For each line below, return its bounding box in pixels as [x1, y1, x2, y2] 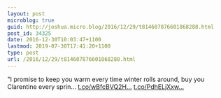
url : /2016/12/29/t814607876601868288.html [7, 56, 136, 63]
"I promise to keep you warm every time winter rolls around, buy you [7, 75, 205, 83]
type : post [7, 50, 39, 57]
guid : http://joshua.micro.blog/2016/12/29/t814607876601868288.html [7, 23, 215, 30]
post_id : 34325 [7, 29, 52, 37]
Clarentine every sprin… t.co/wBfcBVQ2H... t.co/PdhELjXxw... [7, 82, 185, 91]
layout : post [7, 10, 45, 17]
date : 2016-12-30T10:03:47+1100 [7, 36, 101, 43]
